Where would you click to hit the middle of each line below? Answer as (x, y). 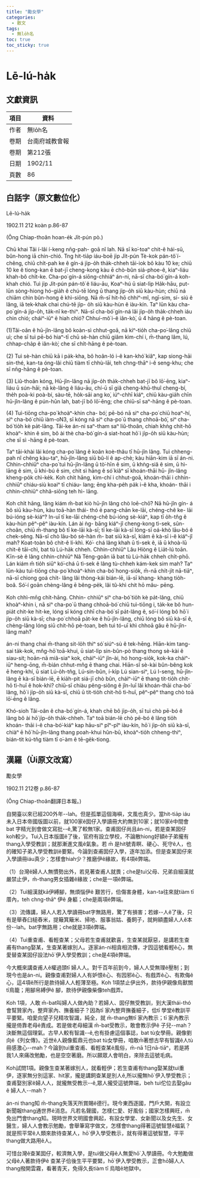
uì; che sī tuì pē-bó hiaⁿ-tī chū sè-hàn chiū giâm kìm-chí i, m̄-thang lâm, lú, (98, 337)
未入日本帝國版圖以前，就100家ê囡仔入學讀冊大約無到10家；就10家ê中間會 (98, 821)
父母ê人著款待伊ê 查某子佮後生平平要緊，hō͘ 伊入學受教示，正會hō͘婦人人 (96, 1161)
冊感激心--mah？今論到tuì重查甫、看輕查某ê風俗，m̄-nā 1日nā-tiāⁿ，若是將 (98, 1047)
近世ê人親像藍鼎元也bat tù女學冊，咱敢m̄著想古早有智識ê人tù (118, 1040)
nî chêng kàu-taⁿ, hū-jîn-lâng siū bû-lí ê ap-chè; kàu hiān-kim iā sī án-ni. (106, 458)
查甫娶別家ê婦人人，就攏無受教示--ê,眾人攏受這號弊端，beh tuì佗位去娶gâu (99, 1083)
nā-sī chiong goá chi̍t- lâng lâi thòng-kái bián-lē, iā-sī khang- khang (90, 578)
